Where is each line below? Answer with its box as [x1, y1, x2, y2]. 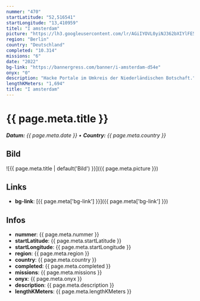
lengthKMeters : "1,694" [6, 81, 65, 87]
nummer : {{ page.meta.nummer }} [14, 231, 99, 238]
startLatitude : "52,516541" [6, 14, 76, 20]
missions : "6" [6, 53, 42, 59]
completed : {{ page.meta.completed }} [14, 263, 111, 270]
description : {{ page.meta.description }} [14, 281, 114, 289]
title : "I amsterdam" [6, 86, 60, 92]
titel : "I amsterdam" [6, 25, 60, 32]
